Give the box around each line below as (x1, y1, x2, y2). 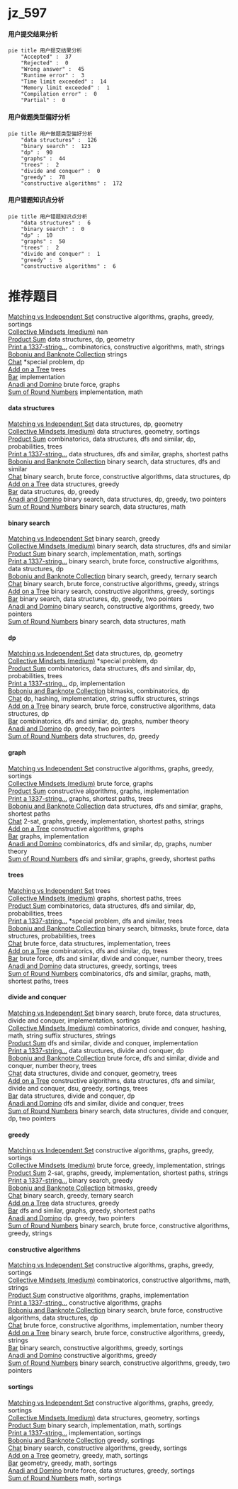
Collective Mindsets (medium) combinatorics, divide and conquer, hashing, (8, 1023, 227, 1032)
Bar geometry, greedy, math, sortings (8, 1459, 118, 1467)
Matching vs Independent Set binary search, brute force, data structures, (8, 1008, 222, 1017)
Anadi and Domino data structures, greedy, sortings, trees (8, 962, 178, 970)
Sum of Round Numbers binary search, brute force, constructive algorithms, (8, 1221, 230, 1230)
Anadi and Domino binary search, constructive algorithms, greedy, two (8, 602, 215, 611)
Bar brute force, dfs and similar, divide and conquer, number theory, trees (8, 954, 222, 962)
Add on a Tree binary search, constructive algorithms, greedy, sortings (8, 587, 215, 596)
